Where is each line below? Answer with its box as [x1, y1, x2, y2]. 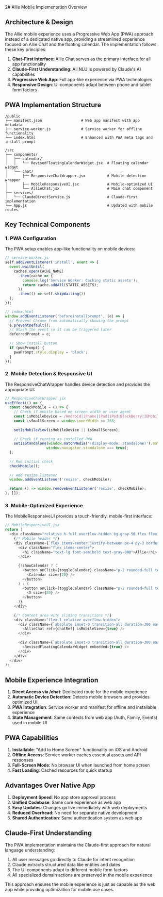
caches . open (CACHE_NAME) [14, 269, 64, 274]
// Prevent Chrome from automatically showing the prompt [9, 318, 130, 323]
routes [5, 207, 18, 212]
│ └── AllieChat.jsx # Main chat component [5, 186, 153, 191]
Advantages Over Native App [5, 781, 96, 790]
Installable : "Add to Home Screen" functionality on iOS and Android [12, 747, 148, 752]
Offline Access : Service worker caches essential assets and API [12, 752, 141, 758]
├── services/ [5, 190, 34, 195]
